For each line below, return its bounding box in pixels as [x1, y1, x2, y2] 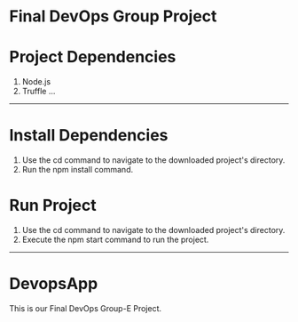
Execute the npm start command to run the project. [21, 234, 209, 245]
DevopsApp [9, 274, 98, 294]
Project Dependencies [9, 47, 176, 68]
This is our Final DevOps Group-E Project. [9, 302, 162, 313]
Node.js [21, 76, 51, 87]
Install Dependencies [9, 125, 169, 146]
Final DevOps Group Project [9, 6, 217, 27]
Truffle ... [21, 86, 56, 97]
